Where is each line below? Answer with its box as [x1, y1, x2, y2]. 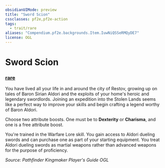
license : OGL [5, 35, 32, 40]
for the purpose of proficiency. [5, 148, 68, 154]
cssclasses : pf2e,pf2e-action [5, 16, 68, 21]
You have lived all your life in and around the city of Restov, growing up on [5, 86, 158, 92]
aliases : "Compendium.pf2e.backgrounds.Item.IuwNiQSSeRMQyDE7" [5, 30, 140, 35]
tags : [5, 21, 16, 26]
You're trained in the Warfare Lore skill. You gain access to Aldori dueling [5, 132, 156, 138]
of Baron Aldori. [5, 107, 38, 113]
